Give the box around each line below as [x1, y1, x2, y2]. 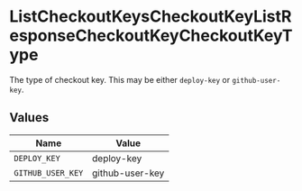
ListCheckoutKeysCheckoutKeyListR [9, 6, 292, 27]
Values [9, 110, 50, 125]
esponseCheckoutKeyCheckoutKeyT [9, 25, 293, 46]
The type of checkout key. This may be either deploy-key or [9, 74, 231, 85]
